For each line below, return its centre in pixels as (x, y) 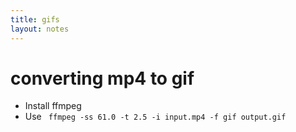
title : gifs (35, 19)
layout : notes (40, 29)
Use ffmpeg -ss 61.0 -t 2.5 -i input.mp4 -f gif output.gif (155, 117)
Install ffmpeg (53, 106)
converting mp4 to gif (102, 78)
